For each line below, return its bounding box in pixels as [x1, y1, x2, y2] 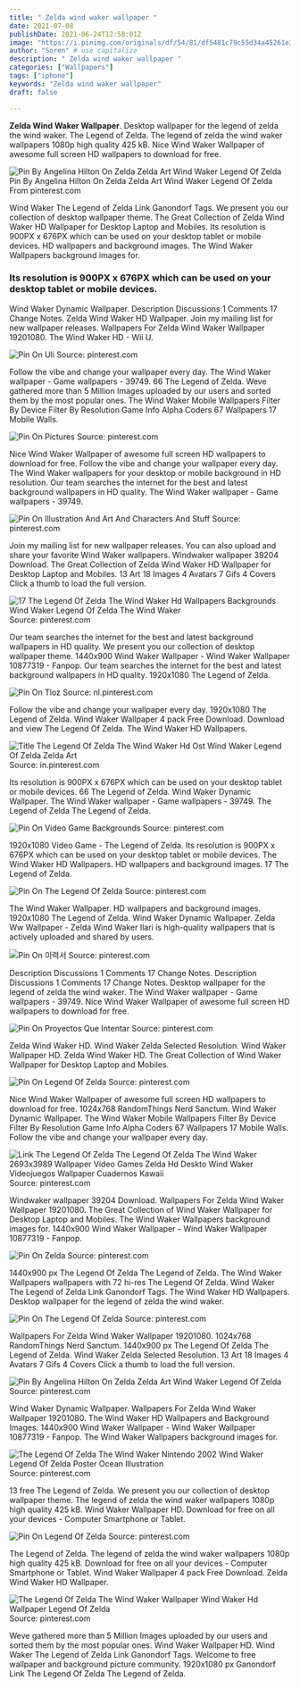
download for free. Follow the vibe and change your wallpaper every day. [9, 457, 279, 469]
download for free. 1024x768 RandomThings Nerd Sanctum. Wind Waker [9, 1103, 277, 1114]
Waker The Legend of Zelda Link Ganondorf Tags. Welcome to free [9, 1649, 256, 1659]
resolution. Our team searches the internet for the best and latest [9, 477, 248, 488]
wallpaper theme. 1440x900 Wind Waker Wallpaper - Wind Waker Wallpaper [9, 650, 290, 661]
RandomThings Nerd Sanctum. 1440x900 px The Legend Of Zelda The [9, 1340, 270, 1350]
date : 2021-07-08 [9, 21, 74, 30]
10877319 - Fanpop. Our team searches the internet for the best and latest [9, 660, 282, 671]
